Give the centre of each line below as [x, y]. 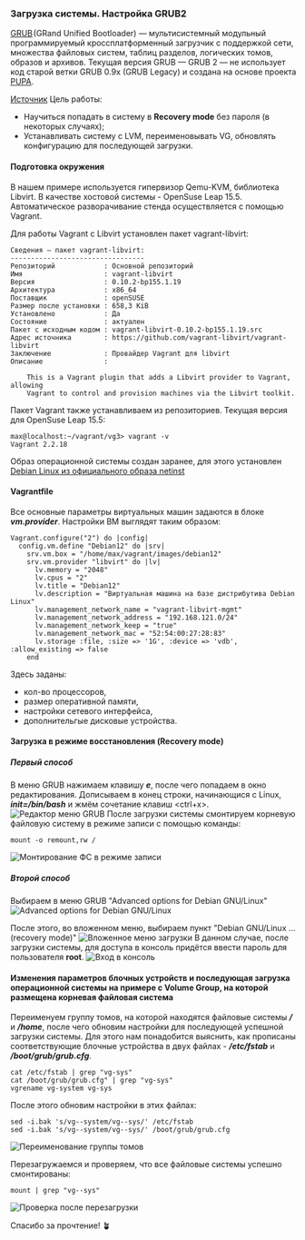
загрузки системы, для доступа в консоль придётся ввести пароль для [149, 947]
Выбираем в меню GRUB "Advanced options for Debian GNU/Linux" [139, 901]
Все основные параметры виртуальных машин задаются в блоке [137, 511]
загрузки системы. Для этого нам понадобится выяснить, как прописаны [153, 1037]
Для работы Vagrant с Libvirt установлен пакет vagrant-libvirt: [129, 233]
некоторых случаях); [64, 126]
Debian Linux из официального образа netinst [98, 471]
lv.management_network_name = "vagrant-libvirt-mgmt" [138, 610]
